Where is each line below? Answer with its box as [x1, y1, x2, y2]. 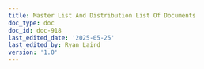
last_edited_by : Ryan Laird [8, 41, 101, 49]
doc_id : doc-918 [8, 26, 62, 34]
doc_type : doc [8, 19, 55, 27]
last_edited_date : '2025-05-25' [8, 33, 115, 42]
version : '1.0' [8, 48, 59, 56]
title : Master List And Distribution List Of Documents [8, 11, 196, 20]
